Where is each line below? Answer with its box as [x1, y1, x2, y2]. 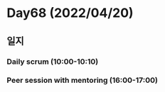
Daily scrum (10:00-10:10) [6, 57, 99, 67]
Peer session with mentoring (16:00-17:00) [6, 76, 158, 86]
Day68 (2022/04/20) [6, 5, 134, 21]
